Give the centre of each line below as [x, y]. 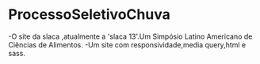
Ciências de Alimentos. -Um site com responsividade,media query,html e [127, 44]
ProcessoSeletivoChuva [89, 15]
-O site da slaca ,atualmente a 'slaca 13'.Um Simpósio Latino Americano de [130, 36]
